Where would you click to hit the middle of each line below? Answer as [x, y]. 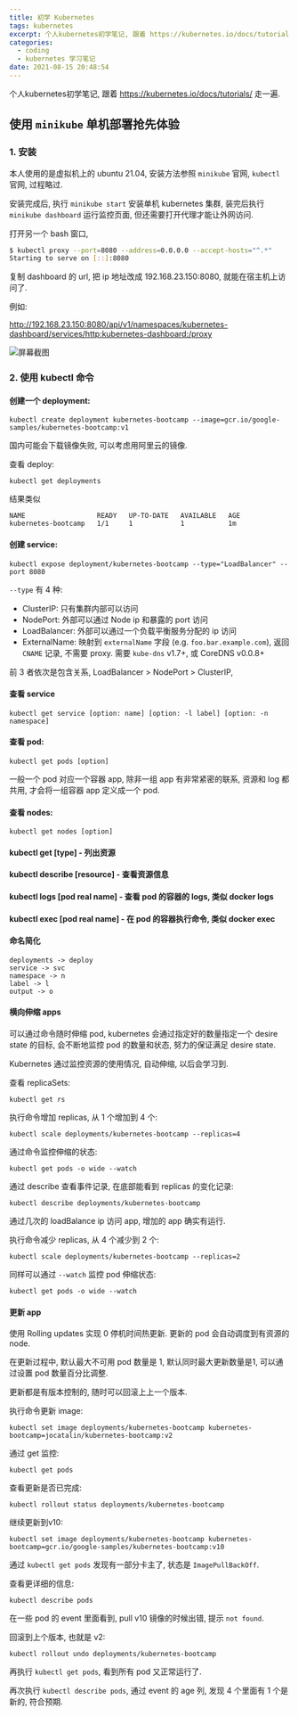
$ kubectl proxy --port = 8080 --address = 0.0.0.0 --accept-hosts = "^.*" [141, 250]
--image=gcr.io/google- [236, 420]
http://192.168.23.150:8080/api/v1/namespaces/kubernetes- [119, 324]
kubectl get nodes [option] [61, 832]
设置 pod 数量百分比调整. [62, 1373]
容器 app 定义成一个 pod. [114, 791]
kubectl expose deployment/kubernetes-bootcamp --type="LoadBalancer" [143, 564]
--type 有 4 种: [36, 589]
